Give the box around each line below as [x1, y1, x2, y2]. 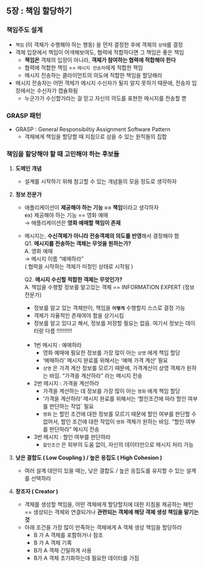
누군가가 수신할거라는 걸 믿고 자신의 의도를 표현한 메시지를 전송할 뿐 [24, 94, 187, 102]
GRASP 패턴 [6, 111, 42, 120]
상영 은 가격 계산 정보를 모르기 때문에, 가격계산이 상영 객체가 [42, 364, 185, 372]
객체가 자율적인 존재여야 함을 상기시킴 [33, 312, 125, 319]
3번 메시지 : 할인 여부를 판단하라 [33, 433, 111, 441]
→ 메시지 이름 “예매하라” [24, 255, 84, 262]
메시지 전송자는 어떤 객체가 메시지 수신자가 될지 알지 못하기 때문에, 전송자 [15, 79, 191, 86]
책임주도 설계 [6, 26, 43, 34]
